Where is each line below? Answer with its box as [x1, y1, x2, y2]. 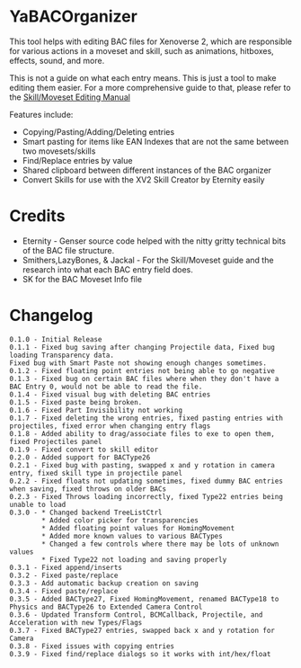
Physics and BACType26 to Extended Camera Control [9, 602, 203, 611]
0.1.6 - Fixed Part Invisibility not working [9, 405, 182, 414]
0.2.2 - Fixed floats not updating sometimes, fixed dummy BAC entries [9, 477, 283, 485]
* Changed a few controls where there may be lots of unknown [41, 539, 279, 548]
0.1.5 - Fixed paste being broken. [9, 397, 143, 406]
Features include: [9, 109, 74, 120]
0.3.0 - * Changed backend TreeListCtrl [9, 508, 164, 517]
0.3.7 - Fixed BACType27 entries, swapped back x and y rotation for [9, 626, 276, 635]
